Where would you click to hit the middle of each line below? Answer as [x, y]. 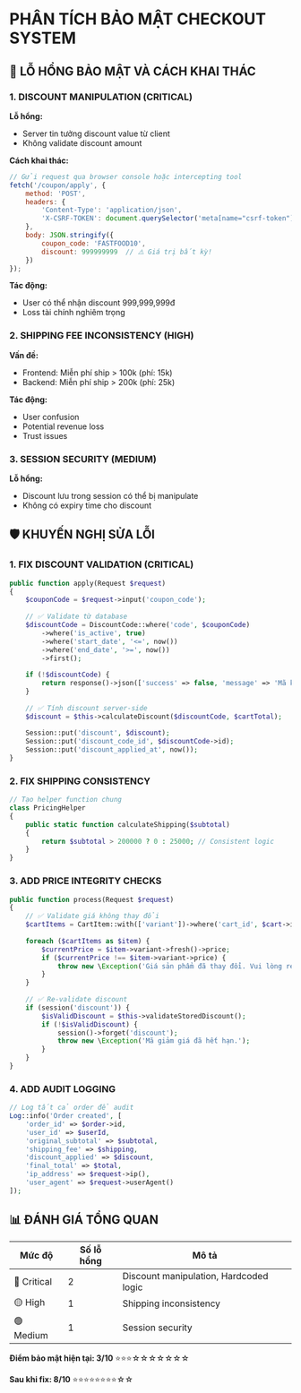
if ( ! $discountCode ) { [68, 675]
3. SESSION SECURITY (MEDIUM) [83, 459]
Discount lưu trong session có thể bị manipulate [110, 495]
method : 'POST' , [56, 193]
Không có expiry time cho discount [87, 505]
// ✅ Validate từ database [77, 617]
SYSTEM [43, 38]
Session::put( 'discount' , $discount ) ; [98, 733]
